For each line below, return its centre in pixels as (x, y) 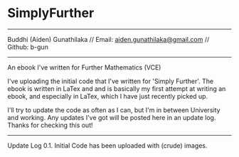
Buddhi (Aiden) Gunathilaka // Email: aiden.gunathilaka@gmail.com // (108, 39)
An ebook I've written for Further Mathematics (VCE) (84, 67)
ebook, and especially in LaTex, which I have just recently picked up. (108, 96)
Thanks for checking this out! (50, 125)
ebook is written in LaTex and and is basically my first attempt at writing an (117, 88)
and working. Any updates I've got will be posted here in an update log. (112, 117)
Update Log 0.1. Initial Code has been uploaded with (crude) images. (107, 145)
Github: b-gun (28, 47)
